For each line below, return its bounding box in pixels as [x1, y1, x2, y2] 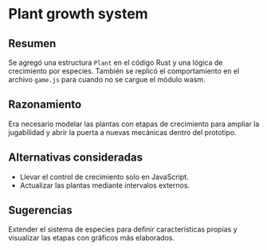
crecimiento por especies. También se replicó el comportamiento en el [8, 66, 240, 76]
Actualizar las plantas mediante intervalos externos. [19, 181, 190, 190]
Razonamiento [8, 97, 82, 112]
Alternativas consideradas [8, 151, 143, 165]
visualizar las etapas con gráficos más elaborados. [8, 233, 175, 243]
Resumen [8, 37, 57, 50]
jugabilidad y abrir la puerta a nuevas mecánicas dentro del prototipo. [8, 127, 237, 137]
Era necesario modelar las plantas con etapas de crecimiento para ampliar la [8, 119, 260, 129]
